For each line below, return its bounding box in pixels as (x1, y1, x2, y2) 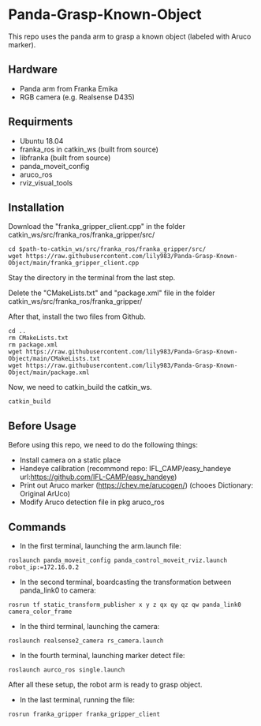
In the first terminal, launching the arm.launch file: (19, 541, 181, 550)
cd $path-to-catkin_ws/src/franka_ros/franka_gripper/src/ (8, 245, 207, 253)
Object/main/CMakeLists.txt (8, 355, 101, 363)
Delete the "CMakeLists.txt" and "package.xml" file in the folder (8, 288, 215, 298)
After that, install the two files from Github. (8, 312, 146, 321)
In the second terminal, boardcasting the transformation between (19, 578, 232, 586)
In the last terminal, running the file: (19, 695, 136, 704)
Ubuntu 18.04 (19, 136, 64, 145)
